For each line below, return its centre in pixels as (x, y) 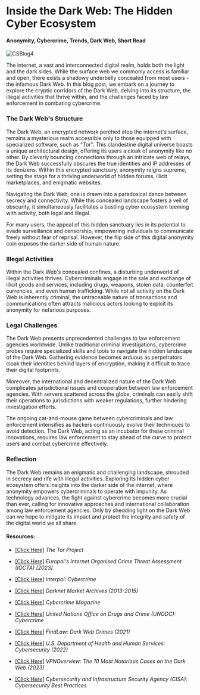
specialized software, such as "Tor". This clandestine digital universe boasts (100, 144)
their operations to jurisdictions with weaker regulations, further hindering (96, 401)
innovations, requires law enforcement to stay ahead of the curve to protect (99, 438)
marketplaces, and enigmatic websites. (54, 182)
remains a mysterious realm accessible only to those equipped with (89, 138)
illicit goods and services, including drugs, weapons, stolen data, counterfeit (100, 284)
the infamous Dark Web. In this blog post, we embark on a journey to (90, 84)
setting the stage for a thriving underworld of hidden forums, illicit (87, 176)
